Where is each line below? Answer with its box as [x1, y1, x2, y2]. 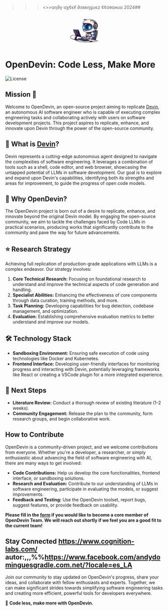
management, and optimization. [12, 308, 78, 314]
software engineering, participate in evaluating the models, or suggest [12, 486, 158, 492]
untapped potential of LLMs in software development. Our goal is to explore [5, 169, 162, 175]
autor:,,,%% [5, 553, 45, 561]
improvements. [12, 491, 44, 497]
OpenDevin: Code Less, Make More [5, 59, 156, 70]
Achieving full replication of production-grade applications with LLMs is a [5, 261, 157, 267]
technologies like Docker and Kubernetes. [12, 356, 100, 361]
